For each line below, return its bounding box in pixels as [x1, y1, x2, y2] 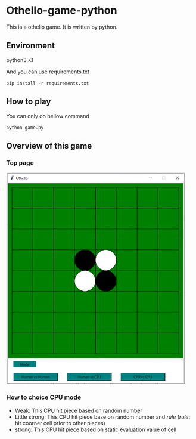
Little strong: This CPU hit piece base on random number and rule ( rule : [14, 413, 191, 421]
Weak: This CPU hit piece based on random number [14, 407, 143, 414]
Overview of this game [6, 141, 92, 151]
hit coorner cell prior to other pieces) [14, 419, 105, 426]
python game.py [6, 125, 44, 131]
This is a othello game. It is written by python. [6, 23, 118, 30]
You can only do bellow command [6, 112, 89, 119]
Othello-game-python [6, 4, 117, 17]
